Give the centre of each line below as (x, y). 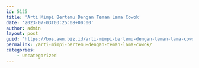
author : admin (24, 28)
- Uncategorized (37, 56)
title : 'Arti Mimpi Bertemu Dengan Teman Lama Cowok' (74, 17)
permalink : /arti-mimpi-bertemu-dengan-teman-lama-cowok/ (79, 45)
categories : (21, 50)
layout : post (22, 34)
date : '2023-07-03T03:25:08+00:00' (50, 22)
